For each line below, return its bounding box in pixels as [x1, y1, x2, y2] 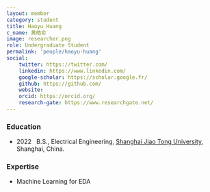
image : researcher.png [6, 36, 71, 43]
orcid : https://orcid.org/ [18, 93, 96, 100]
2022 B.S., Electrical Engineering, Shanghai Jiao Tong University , [16, 138, 203, 146]
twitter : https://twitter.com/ [18, 61, 108, 68]
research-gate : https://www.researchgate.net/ [18, 99, 154, 106]
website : [18, 86, 44, 93]
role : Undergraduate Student [6, 42, 90, 49]
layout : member [6, 10, 50, 17]
